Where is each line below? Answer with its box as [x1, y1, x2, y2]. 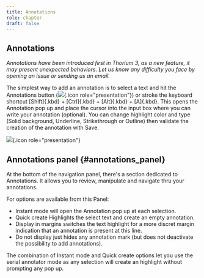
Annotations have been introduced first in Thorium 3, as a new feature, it [6, 59, 191, 67]
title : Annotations [6, 9, 56, 15]
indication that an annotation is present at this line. [15, 227, 142, 234]
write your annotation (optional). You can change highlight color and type [6, 111, 191, 118]
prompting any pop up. [6, 265, 64, 272]
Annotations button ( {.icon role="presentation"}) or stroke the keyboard [6, 91, 192, 99]
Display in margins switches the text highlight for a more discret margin [15, 220, 194, 227]
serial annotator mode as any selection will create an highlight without [6, 258, 182, 265]
